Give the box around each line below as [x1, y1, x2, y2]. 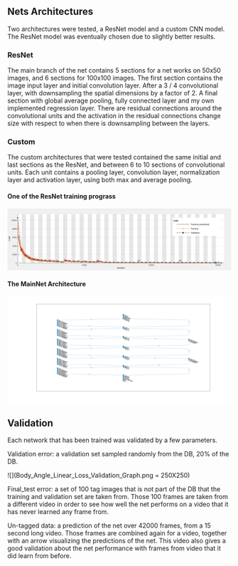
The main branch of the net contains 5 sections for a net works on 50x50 [7, 66, 222, 75]
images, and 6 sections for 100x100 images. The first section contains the [7, 74, 224, 83]
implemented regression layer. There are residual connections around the [7, 104, 222, 112]
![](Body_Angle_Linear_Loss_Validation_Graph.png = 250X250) [7, 471, 190, 480]
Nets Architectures [7, 6, 94, 18]
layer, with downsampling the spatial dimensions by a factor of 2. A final [7, 89, 218, 98]
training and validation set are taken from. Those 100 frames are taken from [7, 493, 229, 501]
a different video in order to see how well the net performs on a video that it [7, 500, 229, 508]
